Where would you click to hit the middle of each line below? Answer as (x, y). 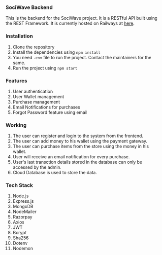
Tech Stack (19, 185)
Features (16, 80)
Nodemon (23, 249)
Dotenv (20, 243)
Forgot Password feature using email (50, 112)
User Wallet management (38, 96)
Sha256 (21, 238)
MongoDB (23, 207)
